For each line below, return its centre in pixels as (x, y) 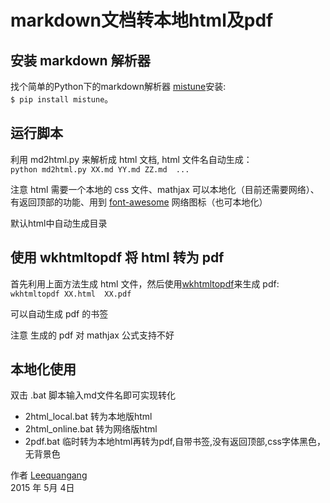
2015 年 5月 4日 (42, 488)
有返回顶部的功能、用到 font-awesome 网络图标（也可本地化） (139, 202)
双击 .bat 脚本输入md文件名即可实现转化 (93, 395)
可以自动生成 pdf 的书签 (59, 313)
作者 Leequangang (49, 475)
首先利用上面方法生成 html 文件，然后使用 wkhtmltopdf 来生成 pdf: (145, 283)
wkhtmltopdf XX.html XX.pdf (71, 294)
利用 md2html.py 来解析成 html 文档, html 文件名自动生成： (131, 159)
